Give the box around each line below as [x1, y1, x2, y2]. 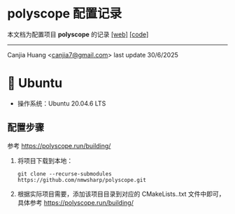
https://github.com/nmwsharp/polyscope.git [17, 176, 147, 183]
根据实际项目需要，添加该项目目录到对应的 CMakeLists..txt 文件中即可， [17, 190, 225, 198]
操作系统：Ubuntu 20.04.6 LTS [17, 99, 106, 108]
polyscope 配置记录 [7, 6, 122, 22]
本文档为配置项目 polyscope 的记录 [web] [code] [7, 30, 149, 38]
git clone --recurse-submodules [17, 170, 112, 178]
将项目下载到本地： [17, 156, 73, 164]
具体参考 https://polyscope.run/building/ [17, 198, 134, 206]
